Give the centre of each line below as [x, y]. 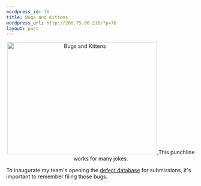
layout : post [22, 28]
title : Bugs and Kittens [37, 17]
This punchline [176, 153]
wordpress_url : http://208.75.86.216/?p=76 [61, 23]
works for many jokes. [101, 158]
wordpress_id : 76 [28, 12]
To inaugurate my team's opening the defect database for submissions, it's [99, 170]
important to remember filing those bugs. [57, 176]
